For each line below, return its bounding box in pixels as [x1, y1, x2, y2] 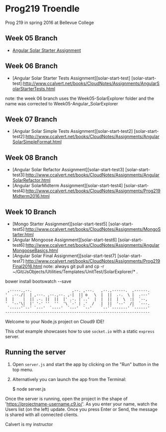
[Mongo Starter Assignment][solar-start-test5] [12, 221, 108, 227]
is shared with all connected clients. [5, 412, 79, 418]
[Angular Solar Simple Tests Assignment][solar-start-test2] [12, 128, 133, 134]
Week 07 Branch [5, 115, 57, 123]
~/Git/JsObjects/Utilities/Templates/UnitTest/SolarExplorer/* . [12, 269, 138, 275]
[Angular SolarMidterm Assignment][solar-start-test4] [12, 183, 123, 189]
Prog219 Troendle [5, 3, 80, 14]
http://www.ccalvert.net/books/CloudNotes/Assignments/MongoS [25, 226, 161, 232]
